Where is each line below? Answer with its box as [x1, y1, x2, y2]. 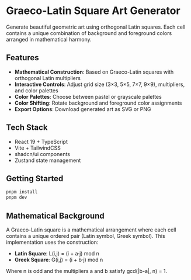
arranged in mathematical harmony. [6, 36, 92, 43]
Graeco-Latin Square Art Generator [6, 4, 180, 18]
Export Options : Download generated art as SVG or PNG [14, 105, 151, 112]
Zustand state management [14, 157, 81, 164]
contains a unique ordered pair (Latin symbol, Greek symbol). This [6, 232, 165, 239]
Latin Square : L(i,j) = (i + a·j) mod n [14, 250, 99, 257]
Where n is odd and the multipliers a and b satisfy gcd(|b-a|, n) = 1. [6, 267, 168, 274]
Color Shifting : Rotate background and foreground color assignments [14, 99, 182, 106]
